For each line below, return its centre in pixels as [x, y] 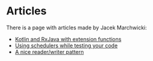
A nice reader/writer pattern [49, 51]
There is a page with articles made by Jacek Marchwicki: [76, 28]
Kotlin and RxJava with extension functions [68, 39]
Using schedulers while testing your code [66, 45]
